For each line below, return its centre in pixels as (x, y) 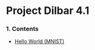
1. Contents (22, 29)
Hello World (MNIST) (39, 41)
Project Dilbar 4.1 (48, 11)
